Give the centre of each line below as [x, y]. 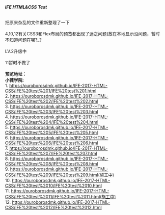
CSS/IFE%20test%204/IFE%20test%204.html [52, 122]
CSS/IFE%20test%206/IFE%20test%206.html [52, 143]
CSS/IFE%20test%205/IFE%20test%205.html [52, 133]
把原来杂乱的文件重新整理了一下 [37, 22]
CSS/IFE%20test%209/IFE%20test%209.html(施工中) [60, 175]
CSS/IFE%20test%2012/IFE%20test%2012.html [54, 207]
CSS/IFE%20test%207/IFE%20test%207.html [51, 153]
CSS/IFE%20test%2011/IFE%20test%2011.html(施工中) [61, 197]
